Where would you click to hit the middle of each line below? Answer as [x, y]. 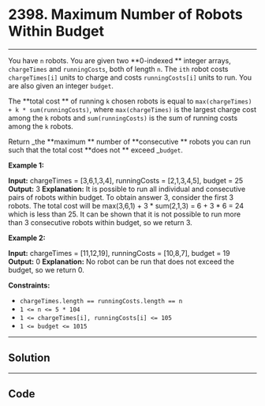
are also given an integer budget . [61, 85]
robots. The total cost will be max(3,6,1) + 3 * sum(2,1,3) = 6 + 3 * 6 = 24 [126, 205]
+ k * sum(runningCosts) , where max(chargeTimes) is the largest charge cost [132, 109]
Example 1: [26, 165]
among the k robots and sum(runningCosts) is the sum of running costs [123, 118]
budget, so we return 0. [47, 269]
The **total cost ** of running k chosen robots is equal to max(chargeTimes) [130, 101]
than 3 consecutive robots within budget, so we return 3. [101, 222]
